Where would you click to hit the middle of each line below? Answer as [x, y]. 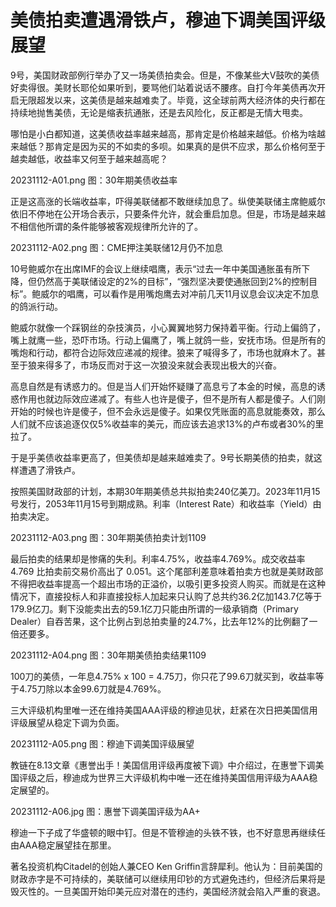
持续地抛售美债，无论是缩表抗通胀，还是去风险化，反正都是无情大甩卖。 [159, 112]
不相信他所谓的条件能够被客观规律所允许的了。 [106, 226]
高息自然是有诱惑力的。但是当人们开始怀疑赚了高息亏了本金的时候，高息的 [163, 386]
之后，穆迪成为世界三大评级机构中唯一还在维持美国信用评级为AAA [173, 777]
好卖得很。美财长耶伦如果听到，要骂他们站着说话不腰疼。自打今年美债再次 [163, 87]
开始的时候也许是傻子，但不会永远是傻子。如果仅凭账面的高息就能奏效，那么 [168, 411]
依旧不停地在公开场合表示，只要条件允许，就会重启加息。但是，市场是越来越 [168, 213]
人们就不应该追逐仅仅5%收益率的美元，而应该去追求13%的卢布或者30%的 [163, 423]
